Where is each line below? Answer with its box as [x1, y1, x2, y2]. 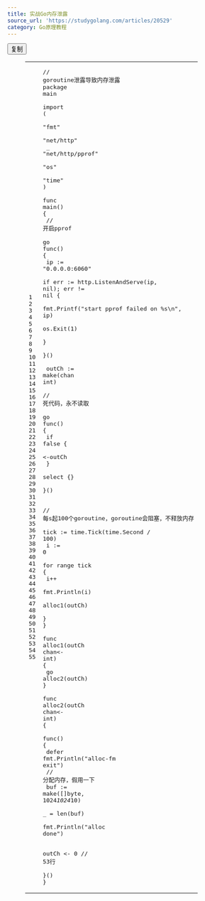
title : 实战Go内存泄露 [7, 10, 68, 18]
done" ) [42, 830, 64, 838]
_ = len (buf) [42, 810, 85, 818]
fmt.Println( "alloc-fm [42, 755, 116, 762]
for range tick [42, 562, 92, 569]
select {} [42, 473, 74, 481]
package [42, 83, 67, 91]
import [42, 104, 64, 111]
